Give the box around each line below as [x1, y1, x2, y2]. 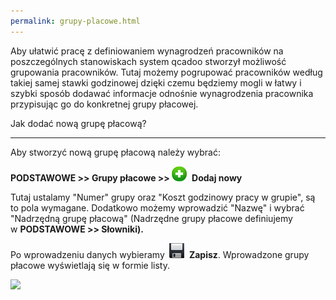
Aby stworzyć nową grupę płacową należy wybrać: [10, 146, 221, 158]
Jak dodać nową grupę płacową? [10, 117, 147, 129]
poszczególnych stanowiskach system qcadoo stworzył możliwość [10, 55, 287, 67]
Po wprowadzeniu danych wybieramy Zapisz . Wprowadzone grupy [10, 248, 310, 260]
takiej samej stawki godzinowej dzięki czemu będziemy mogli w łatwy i [10, 76, 302, 89]
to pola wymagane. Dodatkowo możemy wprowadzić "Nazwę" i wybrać [10, 201, 305, 214]
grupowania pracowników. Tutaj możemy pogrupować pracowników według [10, 66, 323, 78]
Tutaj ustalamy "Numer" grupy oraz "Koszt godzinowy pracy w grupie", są [10, 191, 316, 203]
